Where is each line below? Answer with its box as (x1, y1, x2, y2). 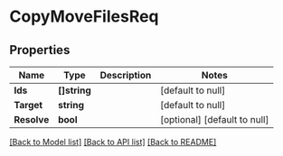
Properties (9, 42, 71, 58)
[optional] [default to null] (159, 114, 269, 125)
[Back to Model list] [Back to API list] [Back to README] (9, 137, 217, 147)
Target (14, 99, 43, 111)
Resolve (14, 114, 50, 125)
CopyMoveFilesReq (9, 6, 160, 27)
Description (99, 69, 152, 81)
